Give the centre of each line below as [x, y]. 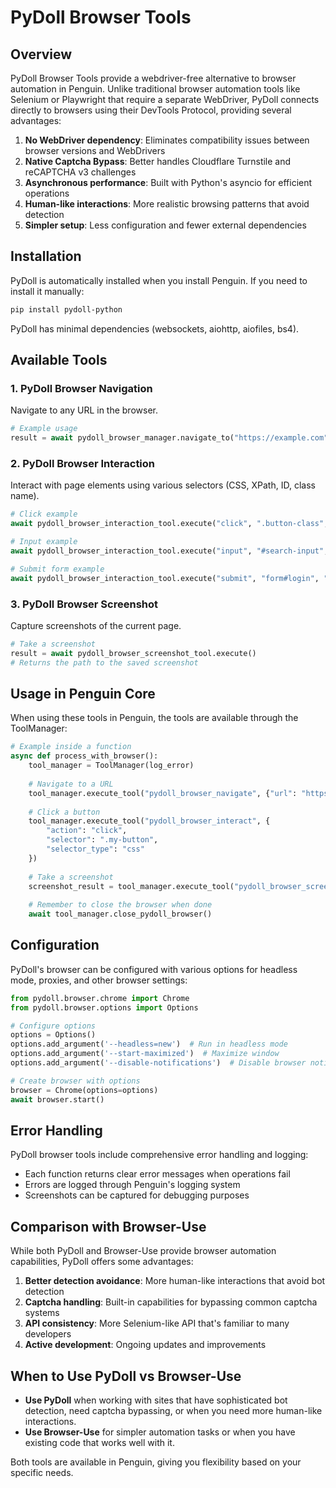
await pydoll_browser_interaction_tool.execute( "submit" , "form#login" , [165, 578]
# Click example [44, 514]
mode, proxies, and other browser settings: [99, 980]
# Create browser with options [75, 1081]
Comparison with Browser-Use [108, 1226]
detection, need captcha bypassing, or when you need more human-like [173, 1411]
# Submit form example [57, 569]
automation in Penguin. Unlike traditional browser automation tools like [155, 89]
